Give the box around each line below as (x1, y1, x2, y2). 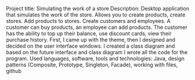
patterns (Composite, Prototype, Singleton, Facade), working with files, (6, 61, 178, 68)
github (6, 68, 22, 74)
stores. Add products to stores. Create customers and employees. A (6, 18, 171, 24)
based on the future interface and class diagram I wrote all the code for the (6, 49, 188, 55)
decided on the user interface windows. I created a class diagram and (6, 42, 175, 49)
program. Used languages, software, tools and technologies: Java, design (6, 55, 185, 62)
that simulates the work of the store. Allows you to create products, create (6, 11, 186, 18)
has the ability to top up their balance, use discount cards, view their (6, 30, 172, 37)
